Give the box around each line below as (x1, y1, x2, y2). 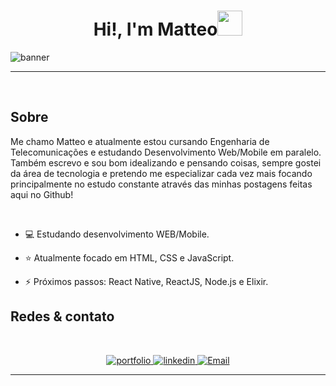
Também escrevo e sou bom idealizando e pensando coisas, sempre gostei (10, 156, 322, 169)
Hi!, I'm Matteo (93, 18, 218, 41)
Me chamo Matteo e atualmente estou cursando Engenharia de (10, 135, 270, 147)
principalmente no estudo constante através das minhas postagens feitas (10, 178, 313, 190)
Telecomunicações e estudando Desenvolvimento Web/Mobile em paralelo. (10, 146, 322, 158)
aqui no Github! (10, 188, 74, 200)
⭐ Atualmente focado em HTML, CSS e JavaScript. (24, 251, 235, 264)
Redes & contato (10, 308, 115, 325)
